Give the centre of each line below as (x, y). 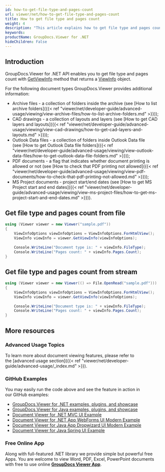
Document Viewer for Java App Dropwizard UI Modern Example (77, 425)
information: (17, 94)
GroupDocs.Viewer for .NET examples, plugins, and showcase (75, 404)
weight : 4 (15, 23)
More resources (30, 331)
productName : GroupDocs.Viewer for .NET (47, 37)
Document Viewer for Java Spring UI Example (58, 431)
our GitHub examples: (27, 395)
